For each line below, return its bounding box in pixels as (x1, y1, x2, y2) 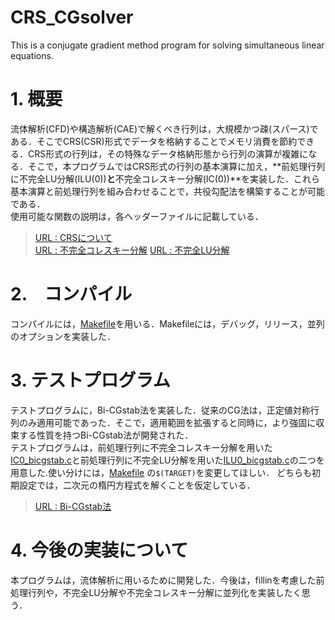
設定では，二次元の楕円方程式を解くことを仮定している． (18, 479, 256, 491)
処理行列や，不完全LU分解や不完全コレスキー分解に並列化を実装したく (10, 586, 302, 598)
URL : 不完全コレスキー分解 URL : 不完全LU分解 (34, 244, 230, 256)
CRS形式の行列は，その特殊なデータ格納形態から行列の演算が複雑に (27, 147, 309, 160)
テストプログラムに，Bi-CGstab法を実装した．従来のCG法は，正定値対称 (10, 404, 311, 416)
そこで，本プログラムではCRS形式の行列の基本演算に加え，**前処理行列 (27, 160, 326, 172)
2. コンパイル (10, 283, 133, 306)
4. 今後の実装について (10, 539, 189, 561)
